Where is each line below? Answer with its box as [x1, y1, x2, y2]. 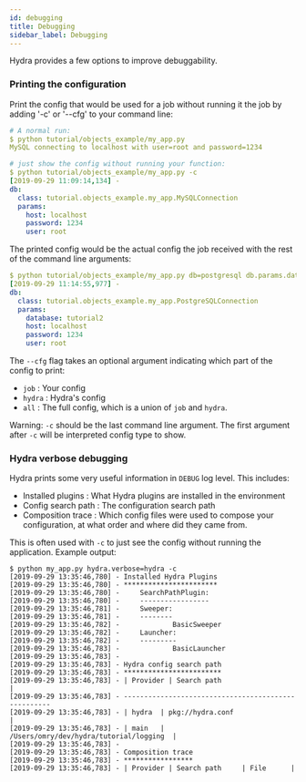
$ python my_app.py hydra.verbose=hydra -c [9, 564, 178, 574]
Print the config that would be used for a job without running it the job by [9, 98, 282, 109]
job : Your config [22, 383, 87, 394]
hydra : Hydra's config [22, 393, 107, 404]
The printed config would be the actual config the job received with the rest [9, 243, 293, 255]
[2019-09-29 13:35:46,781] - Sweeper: [9, 604, 173, 613]
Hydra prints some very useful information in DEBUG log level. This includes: [9, 473, 290, 484]
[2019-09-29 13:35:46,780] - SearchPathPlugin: [9, 589, 209, 598]
